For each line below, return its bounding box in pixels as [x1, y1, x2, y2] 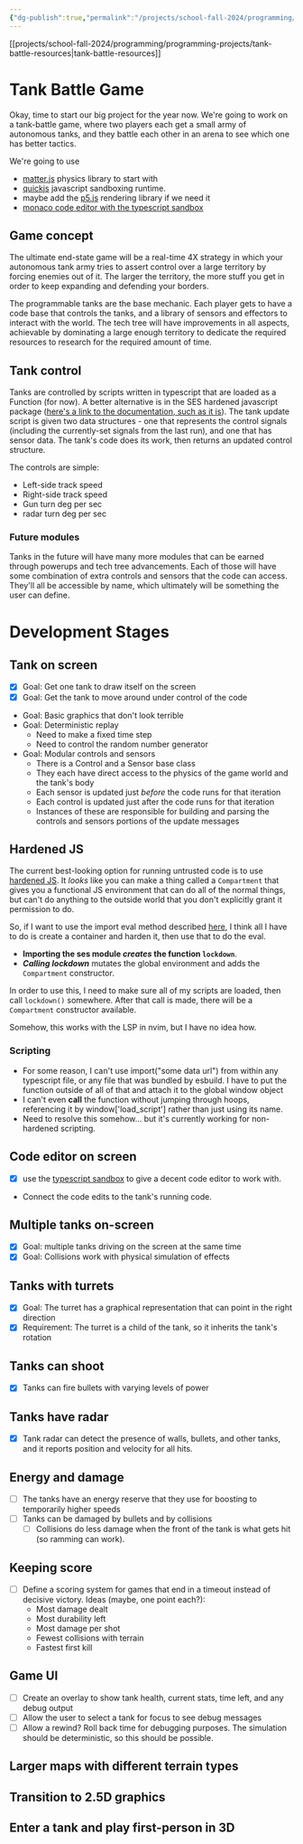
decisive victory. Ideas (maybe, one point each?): [22, 1595, 206, 1605]
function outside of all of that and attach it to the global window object [22, 1084, 284, 1095]
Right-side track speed [22, 489, 108, 500]
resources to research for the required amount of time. [9, 336, 212, 348]
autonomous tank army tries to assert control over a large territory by [9, 261, 267, 272]
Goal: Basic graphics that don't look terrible [22, 710, 185, 720]
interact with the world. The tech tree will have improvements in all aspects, [9, 317, 290, 328]
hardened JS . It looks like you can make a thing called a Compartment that [9, 875, 280, 886]
